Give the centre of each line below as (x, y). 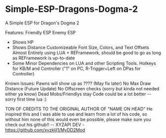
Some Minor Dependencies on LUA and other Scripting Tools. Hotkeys (84, 63)
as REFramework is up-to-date (44, 58)
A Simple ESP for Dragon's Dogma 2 (42, 23)
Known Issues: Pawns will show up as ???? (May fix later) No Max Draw (78, 83)
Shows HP (23, 42)
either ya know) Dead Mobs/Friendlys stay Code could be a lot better (76, 94)
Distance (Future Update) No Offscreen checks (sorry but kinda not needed (82, 88)
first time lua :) (32, 99)
